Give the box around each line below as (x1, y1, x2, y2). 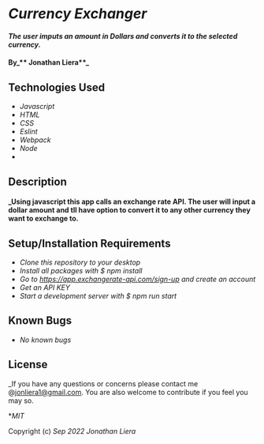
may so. (8, 396, 34, 405)
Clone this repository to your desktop (19, 258, 141, 267)
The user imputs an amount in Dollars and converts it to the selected (8, 31, 238, 40)
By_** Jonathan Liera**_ (8, 58, 89, 67)
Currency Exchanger (8, 5, 147, 23)
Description (8, 175, 67, 188)
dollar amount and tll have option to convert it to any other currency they (8, 205, 251, 215)
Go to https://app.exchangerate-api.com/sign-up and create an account (19, 274, 256, 284)
